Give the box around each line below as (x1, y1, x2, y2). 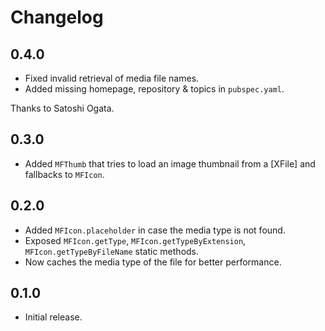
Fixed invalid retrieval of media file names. (24, 72, 200, 84)
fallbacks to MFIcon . (24, 168, 105, 180)
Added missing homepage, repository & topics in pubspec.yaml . (24, 83, 285, 95)
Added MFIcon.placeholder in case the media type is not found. (24, 224, 286, 236)
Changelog (10, 6, 104, 29)
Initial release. (24, 311, 83, 323)
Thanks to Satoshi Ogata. (10, 102, 115, 114)
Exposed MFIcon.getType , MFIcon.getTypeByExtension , (24, 234, 247, 246)
